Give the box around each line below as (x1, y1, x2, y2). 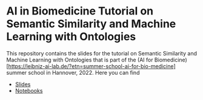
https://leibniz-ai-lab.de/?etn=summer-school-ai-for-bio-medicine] (8, 62, 176, 70)
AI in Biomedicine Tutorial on (6, 4, 154, 18)
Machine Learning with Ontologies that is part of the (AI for (6, 56, 153, 63)
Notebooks (15, 87, 43, 94)
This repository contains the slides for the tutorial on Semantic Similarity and (6, 49, 197, 57)
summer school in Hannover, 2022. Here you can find (6, 69, 140, 76)
